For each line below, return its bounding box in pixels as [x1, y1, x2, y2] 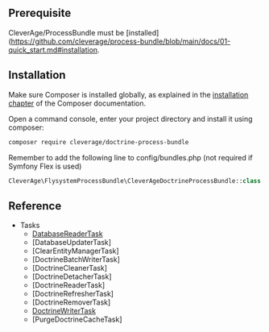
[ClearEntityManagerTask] [31, 246, 119, 256]
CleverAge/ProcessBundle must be [8, 27, 125, 37]
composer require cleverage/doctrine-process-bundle [8, 138, 189, 146]
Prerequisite [8, 6, 72, 20]
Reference [8, 199, 62, 213]
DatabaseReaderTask [31, 229, 103, 239]
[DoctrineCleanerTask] [31, 264, 107, 273]
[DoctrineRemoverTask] [31, 297, 111, 307]
